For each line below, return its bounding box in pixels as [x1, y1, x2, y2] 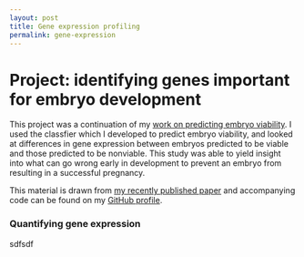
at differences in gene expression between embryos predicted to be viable [9, 139, 289, 149]
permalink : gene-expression [9, 30, 117, 39]
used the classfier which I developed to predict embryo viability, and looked [9, 128, 293, 139]
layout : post [9, 13, 59, 23]
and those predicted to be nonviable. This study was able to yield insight [9, 148, 281, 159]
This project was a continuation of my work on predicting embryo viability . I [9, 119, 292, 130]
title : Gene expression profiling [9, 22, 141, 31]
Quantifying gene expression [9, 218, 141, 231]
